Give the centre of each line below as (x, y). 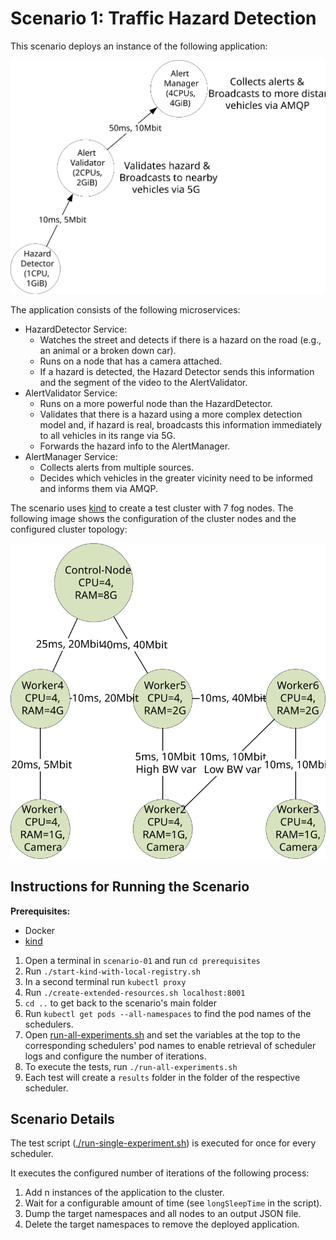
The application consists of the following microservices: (125, 309)
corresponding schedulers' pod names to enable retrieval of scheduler (170, 1045)
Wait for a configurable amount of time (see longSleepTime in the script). (173, 1203)
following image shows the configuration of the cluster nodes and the (153, 518)
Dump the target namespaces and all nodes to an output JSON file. (163, 1214)
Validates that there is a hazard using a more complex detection (171, 414)
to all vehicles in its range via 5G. (107, 435)
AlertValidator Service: (71, 393)
